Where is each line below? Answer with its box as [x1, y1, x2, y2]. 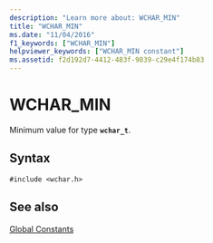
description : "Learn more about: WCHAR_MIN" [9, 13, 180, 23]
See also [9, 199, 59, 215]
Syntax [9, 151, 51, 166]
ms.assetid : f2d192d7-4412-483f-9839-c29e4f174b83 [9, 55, 205, 64]
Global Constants [9, 223, 74, 234]
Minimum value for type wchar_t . [9, 124, 131, 135]
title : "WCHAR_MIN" [9, 22, 83, 31]
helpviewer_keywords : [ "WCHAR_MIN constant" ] [9, 47, 184, 56]
